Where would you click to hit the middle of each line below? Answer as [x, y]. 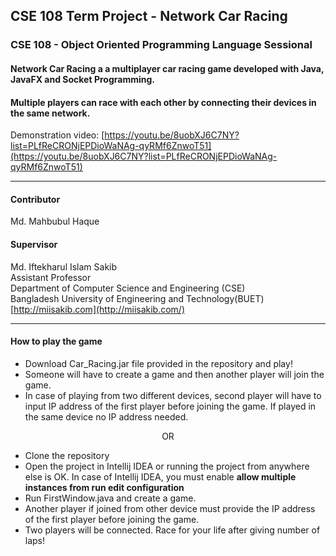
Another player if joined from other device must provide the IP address [170, 508]
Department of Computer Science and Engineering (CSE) [128, 288]
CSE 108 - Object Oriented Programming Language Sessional [161, 45]
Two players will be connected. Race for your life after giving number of [172, 530]
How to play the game [56, 341]
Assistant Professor [51, 277]
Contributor [35, 199]
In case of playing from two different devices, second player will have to [173, 395]
